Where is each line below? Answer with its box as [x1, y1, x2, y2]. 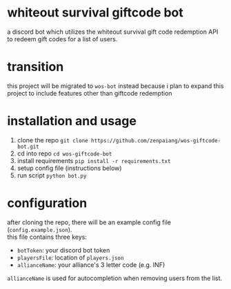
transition [7, 59, 64, 75]
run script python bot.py [17, 171, 87, 180]
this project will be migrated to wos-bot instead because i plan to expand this [7, 81, 224, 90]
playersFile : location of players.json [17, 253, 124, 261]
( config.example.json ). [7, 225, 72, 233]
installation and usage [7, 114, 137, 129]
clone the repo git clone [17, 136, 88, 144]
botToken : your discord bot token [17, 246, 110, 254]
